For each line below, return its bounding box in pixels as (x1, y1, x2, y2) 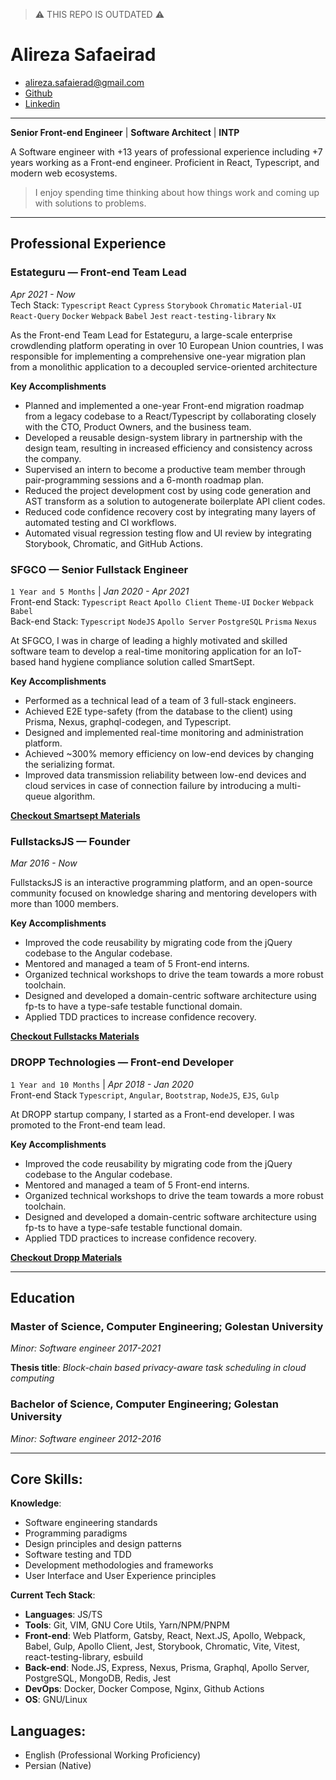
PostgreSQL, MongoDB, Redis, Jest (24, 1672, 172, 1684)
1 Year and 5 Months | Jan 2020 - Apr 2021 (10, 585, 190, 597)
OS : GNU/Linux (24, 1694, 88, 1706)
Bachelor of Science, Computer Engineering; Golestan (10, 1397, 280, 1411)
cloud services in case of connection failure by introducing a (24, 779, 275, 791)
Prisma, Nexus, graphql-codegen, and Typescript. (24, 715, 232, 728)
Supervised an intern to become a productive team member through (24, 463, 307, 475)
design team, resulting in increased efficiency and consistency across (24, 442, 313, 454)
